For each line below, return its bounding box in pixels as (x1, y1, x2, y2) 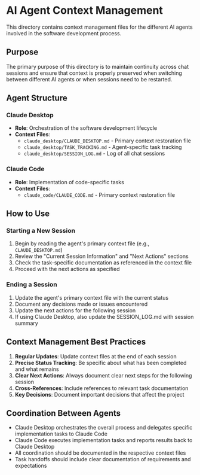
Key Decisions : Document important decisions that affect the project (14, 391, 184, 398)
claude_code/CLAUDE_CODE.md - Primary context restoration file (23, 191, 175, 198)
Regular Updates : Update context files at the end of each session (14, 352, 177, 360)
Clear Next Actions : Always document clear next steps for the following (14, 372, 192, 379)
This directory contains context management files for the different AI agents (6, 23, 193, 31)
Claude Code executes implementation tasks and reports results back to (14, 437, 193, 444)
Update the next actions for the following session (14, 306, 136, 314)
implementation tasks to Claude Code (14, 430, 107, 437)
